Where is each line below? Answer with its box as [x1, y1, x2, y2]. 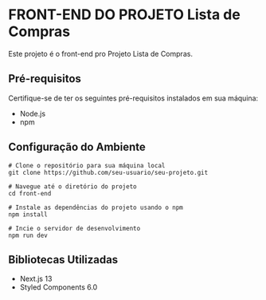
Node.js [19, 109, 46, 118]
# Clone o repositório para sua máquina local [8, 161, 166, 169]
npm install [8, 210, 48, 219]
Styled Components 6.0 [19, 282, 98, 292]
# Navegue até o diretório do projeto [8, 182, 137, 191]
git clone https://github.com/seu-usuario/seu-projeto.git [8, 168, 209, 176]
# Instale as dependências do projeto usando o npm [8, 203, 183, 211]
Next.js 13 [19, 274, 53, 284]
